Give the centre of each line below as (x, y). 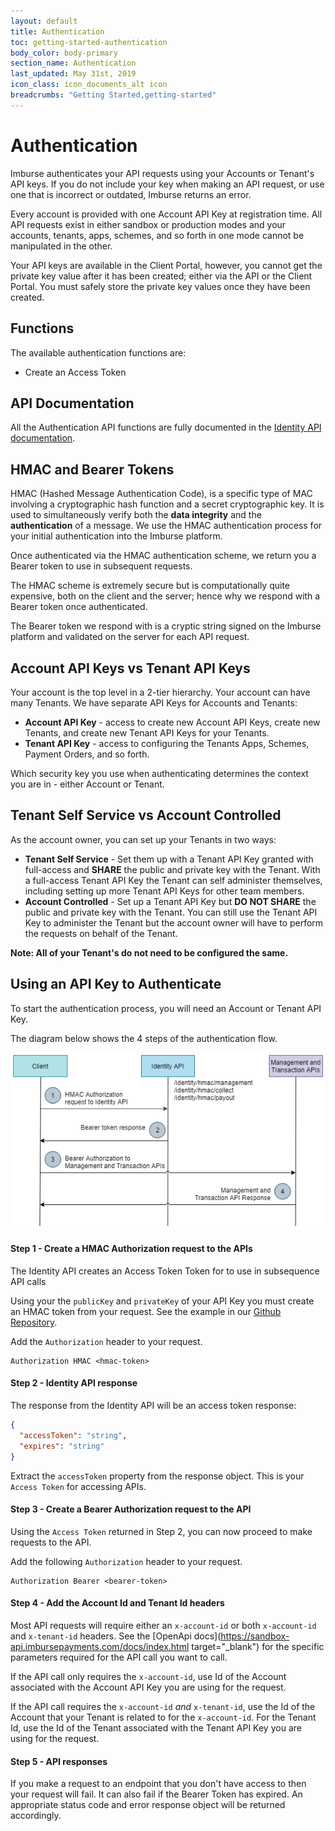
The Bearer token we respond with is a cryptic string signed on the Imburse (166, 626)
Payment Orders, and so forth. (87, 754)
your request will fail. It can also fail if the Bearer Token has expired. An (156, 1794)
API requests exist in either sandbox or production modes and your (148, 224)
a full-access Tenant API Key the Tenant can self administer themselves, (173, 880)
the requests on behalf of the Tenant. (101, 933)
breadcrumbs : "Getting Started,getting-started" (113, 95)
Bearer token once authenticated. (79, 607)
